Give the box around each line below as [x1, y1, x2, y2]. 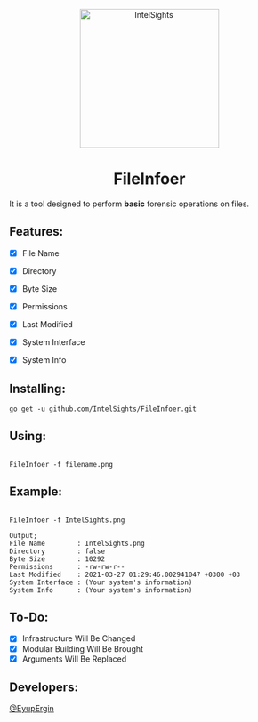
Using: [9, 429, 47, 444]
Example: [9, 485, 62, 500]
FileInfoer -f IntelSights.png [9, 516, 125, 525]
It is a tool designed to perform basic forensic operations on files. [9, 198, 250, 209]
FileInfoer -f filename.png [9, 460, 114, 469]
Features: [9, 224, 64, 239]
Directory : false [9, 547, 105, 556]
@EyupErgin [9, 703, 55, 714]
